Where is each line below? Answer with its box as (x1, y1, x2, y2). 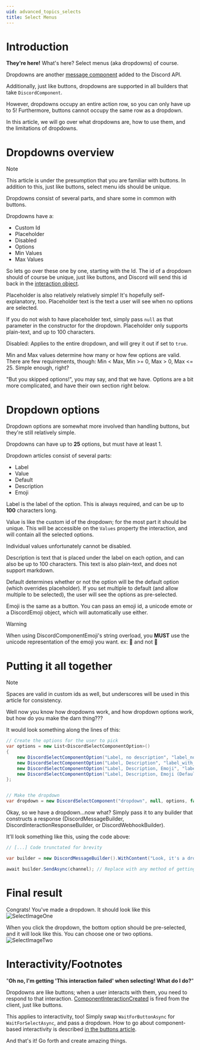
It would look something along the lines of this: (6, 726, 121, 734)
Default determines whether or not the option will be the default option (6, 579, 179, 586)
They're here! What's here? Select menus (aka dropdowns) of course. (6, 60, 179, 67)
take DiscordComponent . (6, 89, 62, 96)
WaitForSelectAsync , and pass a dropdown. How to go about (6, 1019, 154, 1026)
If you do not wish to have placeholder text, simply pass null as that (6, 316, 174, 323)
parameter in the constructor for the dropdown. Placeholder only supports (6, 322, 188, 330)
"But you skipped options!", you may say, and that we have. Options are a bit (6, 376, 193, 383)
